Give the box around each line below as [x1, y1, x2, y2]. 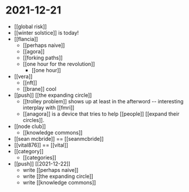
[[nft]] [22, 79, 38, 86]
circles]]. [22, 116, 45, 123]
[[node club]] [14, 123, 46, 130]
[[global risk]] [14, 23, 48, 30]
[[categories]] [22, 154, 56, 161]
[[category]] [14, 147, 44, 154]
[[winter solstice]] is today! [14, 29, 79, 36]
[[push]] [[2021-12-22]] [14, 160, 71, 167]
